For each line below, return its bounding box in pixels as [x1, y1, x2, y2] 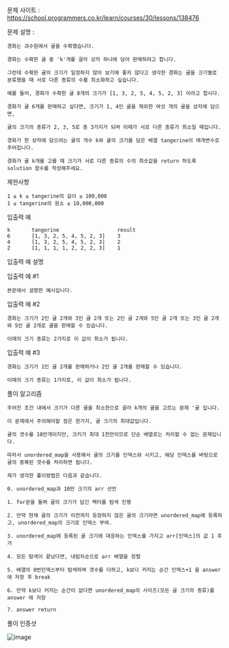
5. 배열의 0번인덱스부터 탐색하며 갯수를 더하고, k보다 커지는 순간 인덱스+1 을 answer [7, 566, 221, 573]
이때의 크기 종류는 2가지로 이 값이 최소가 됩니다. [7, 335, 129, 342]
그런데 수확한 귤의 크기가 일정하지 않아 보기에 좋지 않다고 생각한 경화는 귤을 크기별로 [7, 69, 217, 76]
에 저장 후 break [7, 574, 51, 581]
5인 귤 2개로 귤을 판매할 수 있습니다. [14, 322, 108, 329]
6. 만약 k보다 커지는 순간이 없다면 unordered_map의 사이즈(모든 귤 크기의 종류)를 [7, 587, 215, 594]
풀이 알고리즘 [7, 389, 42, 398]
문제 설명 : [7, 28, 35, 36]
